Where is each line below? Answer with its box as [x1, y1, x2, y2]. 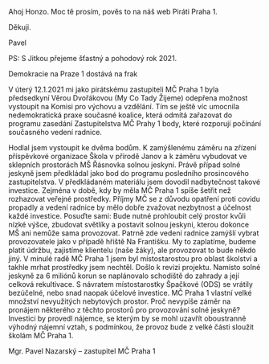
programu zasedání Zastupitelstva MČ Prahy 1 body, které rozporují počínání [8, 119, 262, 128]
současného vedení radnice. [8, 128, 103, 137]
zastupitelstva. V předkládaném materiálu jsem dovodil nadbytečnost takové [8, 177, 261, 186]
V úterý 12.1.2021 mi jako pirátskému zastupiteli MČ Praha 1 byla [8, 84, 219, 94]
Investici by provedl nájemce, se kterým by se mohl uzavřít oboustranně [8, 313, 247, 323]
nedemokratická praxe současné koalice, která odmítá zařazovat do [8, 110, 233, 120]
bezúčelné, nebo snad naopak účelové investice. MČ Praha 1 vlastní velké [8, 288, 252, 297]
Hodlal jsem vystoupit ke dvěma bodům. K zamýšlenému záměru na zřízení [8, 143, 257, 152]
